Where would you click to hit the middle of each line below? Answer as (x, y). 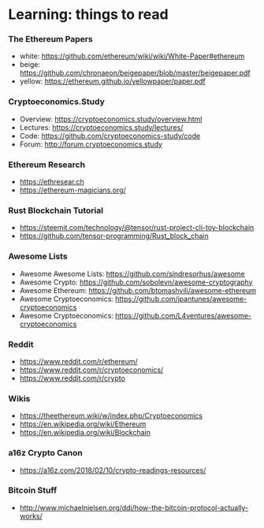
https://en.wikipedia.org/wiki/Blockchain (85, 433)
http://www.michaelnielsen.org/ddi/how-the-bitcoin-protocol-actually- (134, 508)
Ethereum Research (46, 165)
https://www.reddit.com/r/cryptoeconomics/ (91, 370)
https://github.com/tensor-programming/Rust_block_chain (114, 236)
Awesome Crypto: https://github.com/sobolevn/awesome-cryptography (136, 282)
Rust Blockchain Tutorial (56, 210)
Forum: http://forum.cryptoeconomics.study (91, 144)
